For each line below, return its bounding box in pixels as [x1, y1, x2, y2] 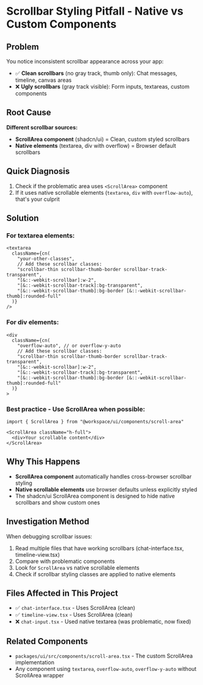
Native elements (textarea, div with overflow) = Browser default [15, 142, 177, 149]
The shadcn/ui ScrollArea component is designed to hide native [15, 492, 175, 499]
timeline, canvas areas [15, 76, 72, 84]
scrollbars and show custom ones [15, 499, 101, 506]
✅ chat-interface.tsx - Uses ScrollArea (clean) [15, 604, 135, 612]
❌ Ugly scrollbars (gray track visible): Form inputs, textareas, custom [15, 83, 190, 90]
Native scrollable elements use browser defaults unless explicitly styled [15, 485, 198, 493]
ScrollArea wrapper [15, 672, 64, 679]
